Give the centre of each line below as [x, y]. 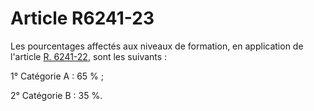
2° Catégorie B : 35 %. [56, 95]
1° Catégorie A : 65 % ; [57, 76]
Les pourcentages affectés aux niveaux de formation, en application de [157, 46]
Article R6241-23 [82, 18]
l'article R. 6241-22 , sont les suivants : [89, 56]
